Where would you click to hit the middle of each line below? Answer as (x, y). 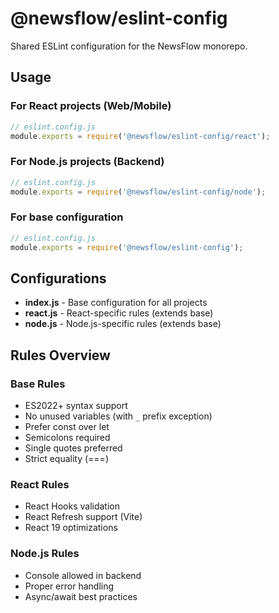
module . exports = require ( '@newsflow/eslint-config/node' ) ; (138, 192)
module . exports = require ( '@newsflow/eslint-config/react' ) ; (140, 136)
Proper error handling (69, 586)
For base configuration (67, 217)
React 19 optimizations (71, 528)
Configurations (58, 278)
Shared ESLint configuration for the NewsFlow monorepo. (129, 46)
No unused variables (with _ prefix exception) (118, 416)
